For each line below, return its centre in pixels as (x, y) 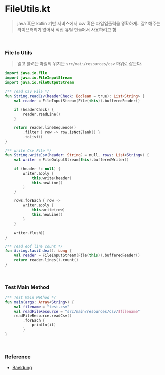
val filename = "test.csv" (42, 307)
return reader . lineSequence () (45, 128)
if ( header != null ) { (37, 169)
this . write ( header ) (51, 178)
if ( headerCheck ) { (34, 110)
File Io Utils (19, 52)
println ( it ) (44, 325)
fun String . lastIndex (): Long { (38, 251)
